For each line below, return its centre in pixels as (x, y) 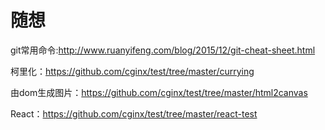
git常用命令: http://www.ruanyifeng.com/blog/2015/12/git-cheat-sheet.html (163, 50)
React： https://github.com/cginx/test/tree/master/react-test (134, 113)
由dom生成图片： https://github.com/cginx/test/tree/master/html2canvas (159, 92)
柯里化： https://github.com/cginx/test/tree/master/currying (132, 71)
